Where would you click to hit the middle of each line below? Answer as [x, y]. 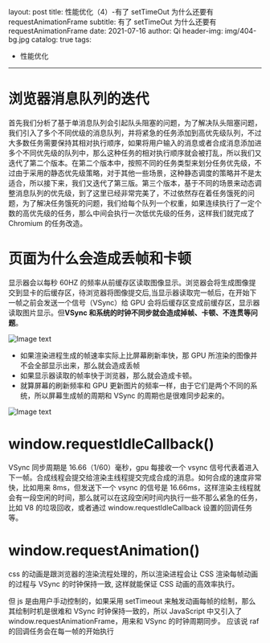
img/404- [241, 31]
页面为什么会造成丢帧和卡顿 [100, 259]
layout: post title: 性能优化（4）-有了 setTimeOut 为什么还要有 [111, 12]
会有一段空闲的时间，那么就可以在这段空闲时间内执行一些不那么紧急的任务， [135, 498]
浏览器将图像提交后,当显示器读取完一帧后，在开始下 [171, 293]
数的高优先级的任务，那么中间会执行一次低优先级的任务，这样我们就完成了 [131, 213]
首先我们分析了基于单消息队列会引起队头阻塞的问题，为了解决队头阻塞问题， [135, 122]
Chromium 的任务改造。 [48, 223]
